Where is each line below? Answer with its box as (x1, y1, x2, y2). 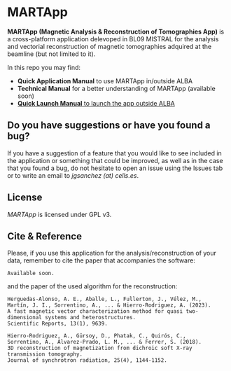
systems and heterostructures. (44, 314, 136, 321)
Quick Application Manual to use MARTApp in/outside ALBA (17, 76, 193, 85)
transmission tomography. (7, 351, 83, 358)
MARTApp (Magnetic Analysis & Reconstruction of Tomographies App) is (7, 27, 225, 36)
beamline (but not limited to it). (7, 50, 96, 58)
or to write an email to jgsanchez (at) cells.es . (7, 171, 139, 179)
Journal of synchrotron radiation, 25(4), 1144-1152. (7, 357, 168, 364)
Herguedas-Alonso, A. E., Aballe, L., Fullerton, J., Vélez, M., (7, 295, 202, 303)
